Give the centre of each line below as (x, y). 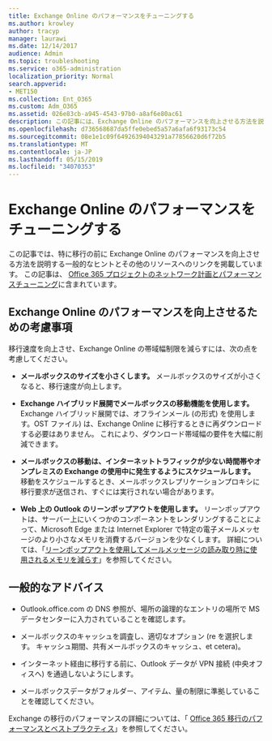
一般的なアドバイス (56, 588)
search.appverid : (38, 84)
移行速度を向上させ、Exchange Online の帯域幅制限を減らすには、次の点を (133, 348)
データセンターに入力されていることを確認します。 (105, 618)
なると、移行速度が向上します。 (73, 386)
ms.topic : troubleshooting (54, 62)
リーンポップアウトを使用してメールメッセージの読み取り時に (148, 549)
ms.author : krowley (41, 24)
